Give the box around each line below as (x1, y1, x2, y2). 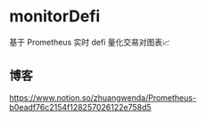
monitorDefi (9, 6, 101, 27)
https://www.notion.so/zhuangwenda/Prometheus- (9, 92, 197, 103)
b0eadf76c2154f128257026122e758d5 (9, 101, 152, 112)
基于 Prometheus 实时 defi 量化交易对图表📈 (9, 36, 171, 47)
